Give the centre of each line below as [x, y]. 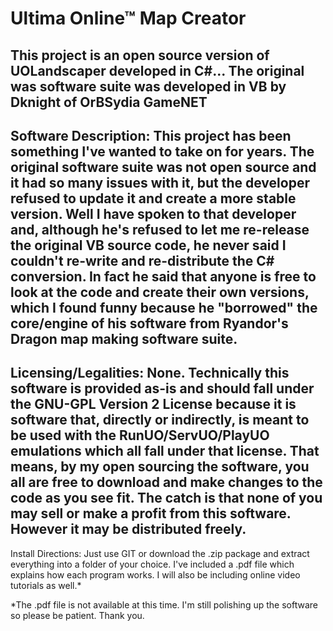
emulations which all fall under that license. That [165, 451]
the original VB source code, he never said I [148, 245]
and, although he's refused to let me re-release [160, 229]
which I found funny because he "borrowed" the [164, 307]
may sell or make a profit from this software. [151, 513]
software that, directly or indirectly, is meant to [160, 420]
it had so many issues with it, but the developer [160, 182]
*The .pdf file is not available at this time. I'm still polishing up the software [164, 604]
